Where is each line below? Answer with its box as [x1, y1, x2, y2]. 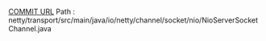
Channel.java [8, 24, 52, 33]
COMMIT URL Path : [8, 7, 75, 16]
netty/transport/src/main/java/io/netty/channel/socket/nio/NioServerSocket [8, 15, 259, 25]
